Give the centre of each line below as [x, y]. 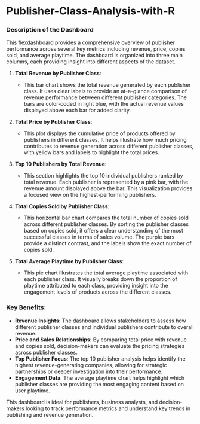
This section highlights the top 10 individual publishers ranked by [103, 176]
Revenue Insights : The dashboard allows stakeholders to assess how [100, 321]
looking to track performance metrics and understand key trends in [108, 408]
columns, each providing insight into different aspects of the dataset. [91, 62]
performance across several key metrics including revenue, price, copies [96, 49]
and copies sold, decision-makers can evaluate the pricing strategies [100, 346]
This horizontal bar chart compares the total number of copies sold [106, 218]
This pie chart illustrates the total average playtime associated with [106, 273]
